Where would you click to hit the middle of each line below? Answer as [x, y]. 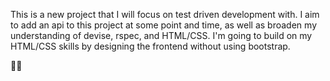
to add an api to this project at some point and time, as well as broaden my [163, 25]
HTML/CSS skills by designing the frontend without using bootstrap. [150, 46]
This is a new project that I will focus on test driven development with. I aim [165, 14]
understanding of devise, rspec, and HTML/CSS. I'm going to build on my [161, 35]
